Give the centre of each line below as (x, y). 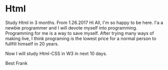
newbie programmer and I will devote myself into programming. (71, 27)
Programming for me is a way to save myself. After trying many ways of (80, 33)
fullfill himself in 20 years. (32, 43)
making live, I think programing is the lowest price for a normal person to (81, 38)
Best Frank (16, 63)
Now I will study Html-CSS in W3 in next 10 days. (56, 53)
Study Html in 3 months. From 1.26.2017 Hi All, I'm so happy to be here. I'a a (84, 22)
